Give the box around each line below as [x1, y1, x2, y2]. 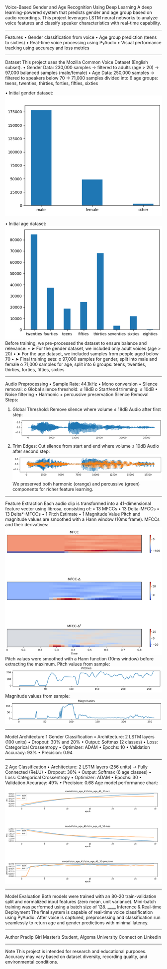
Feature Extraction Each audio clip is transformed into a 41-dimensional [5, 500, 151, 506]
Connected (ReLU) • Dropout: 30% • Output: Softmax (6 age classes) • [5, 769, 152, 775]
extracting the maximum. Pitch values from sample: [5, 661, 110, 667]
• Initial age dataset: [5, 221, 47, 227]
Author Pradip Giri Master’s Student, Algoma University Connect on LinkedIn [5, 934, 162, 940]
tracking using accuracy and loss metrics [5, 45, 89, 51]
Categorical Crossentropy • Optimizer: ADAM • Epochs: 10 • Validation [5, 744, 150, 750]
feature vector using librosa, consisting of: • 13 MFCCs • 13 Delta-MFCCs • [5, 505, 160, 511]
